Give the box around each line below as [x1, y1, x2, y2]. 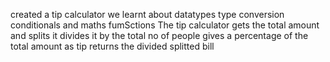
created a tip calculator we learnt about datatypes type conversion [10, 9, 285, 20]
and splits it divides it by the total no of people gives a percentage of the [10, 30, 309, 41]
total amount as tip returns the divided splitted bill [10, 40, 215, 52]
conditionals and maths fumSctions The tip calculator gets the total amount [10, 19, 320, 31]
